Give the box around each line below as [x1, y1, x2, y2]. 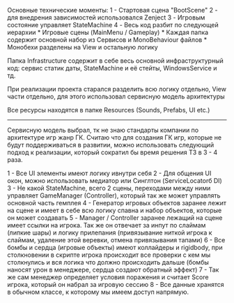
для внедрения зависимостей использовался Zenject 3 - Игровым [7, 13, 205, 22]
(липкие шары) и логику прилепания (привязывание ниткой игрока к [7, 228, 212, 237]
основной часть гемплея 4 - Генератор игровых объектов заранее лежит [7, 199, 227, 207]
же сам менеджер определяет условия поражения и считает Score [7, 273, 209, 281]
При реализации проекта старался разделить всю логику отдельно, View [7, 85, 226, 93]
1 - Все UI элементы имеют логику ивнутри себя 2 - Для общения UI [7, 169, 212, 177]
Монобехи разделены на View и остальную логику [7, 43, 158, 51]
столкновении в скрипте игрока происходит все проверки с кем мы [7, 251, 211, 259]
